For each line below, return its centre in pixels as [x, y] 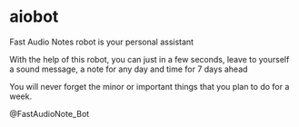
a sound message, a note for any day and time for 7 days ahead [129, 69]
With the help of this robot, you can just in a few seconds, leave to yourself [149, 59]
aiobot [34, 17]
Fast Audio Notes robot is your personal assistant [101, 42]
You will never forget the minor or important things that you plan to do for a [149, 86]
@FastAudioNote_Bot [50, 113]
